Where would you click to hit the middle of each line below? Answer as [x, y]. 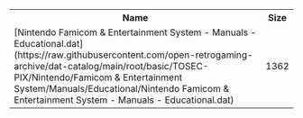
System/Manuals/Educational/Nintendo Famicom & [122, 89]
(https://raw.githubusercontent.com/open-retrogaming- [133, 55]
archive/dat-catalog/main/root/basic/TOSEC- [111, 66]
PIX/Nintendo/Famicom [63, 77]
